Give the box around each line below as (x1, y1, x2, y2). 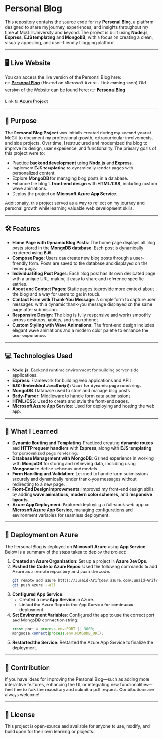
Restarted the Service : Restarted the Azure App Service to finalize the (12, 639, 154, 646)
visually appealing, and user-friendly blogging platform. (5, 39, 116, 45)
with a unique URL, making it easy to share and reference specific (12, 276, 144, 282)
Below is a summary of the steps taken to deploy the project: (5, 549, 127, 554)
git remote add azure (12, 578, 56, 583)
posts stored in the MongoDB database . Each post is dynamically (12, 245, 144, 251)
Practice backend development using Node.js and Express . (12, 160, 133, 166)
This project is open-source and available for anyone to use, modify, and (5, 723, 150, 729)
